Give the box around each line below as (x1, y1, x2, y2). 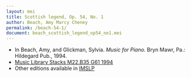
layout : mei (6, 8, 35, 15)
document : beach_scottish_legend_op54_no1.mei (6, 30, 122, 36)
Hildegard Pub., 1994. (14, 52, 68, 60)
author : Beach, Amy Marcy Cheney (6, 19, 88, 25)
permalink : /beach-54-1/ (6, 24, 67, 31)
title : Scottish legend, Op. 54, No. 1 (6, 14, 104, 20)
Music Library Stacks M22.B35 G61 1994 (14, 59, 113, 66)
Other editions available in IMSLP (14, 65, 95, 72)
